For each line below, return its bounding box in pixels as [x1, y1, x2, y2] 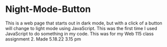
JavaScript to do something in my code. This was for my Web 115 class [5, 30, 154, 36]
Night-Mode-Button [5, 3, 91, 15]
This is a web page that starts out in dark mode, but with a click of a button [5, 20, 162, 26]
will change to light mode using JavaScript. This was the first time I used [5, 25, 157, 31]
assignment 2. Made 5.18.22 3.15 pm [5, 36, 81, 42]
